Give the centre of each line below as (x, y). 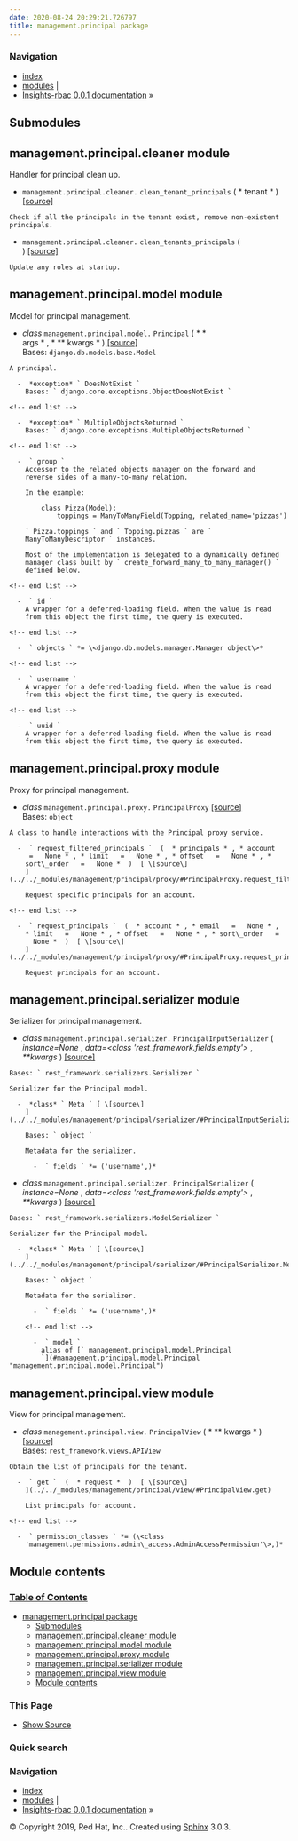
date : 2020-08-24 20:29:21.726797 (73, 17)
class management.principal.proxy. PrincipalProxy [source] (132, 807)
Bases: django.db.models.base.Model (89, 352)
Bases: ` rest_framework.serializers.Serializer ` (105, 1074)
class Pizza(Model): (79, 508)
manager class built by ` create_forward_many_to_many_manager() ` (152, 562)
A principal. (33, 368)
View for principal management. (67, 1415)
